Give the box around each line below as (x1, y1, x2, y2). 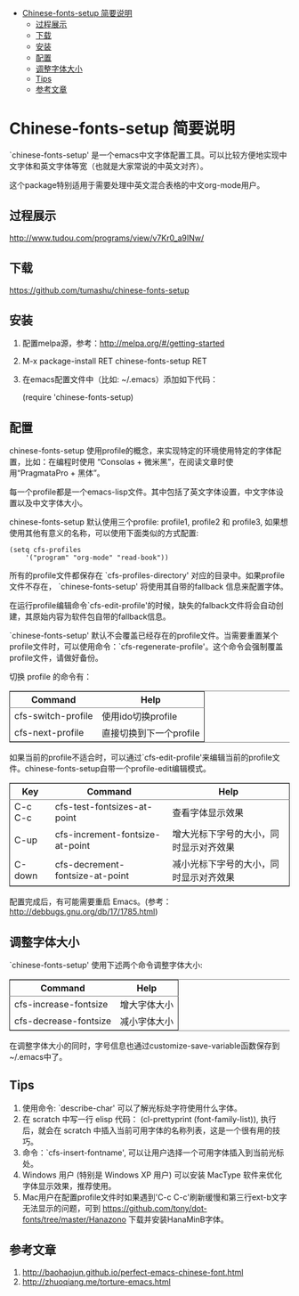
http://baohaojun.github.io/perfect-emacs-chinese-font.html (21, 1267, 244, 1277)
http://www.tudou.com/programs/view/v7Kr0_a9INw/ (9, 232, 205, 243)
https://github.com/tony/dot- (101, 1202, 207, 1213)
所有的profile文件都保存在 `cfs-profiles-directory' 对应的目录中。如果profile (9, 570, 285, 581)
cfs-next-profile (14, 727, 85, 739)
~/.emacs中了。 (9, 1052, 68, 1062)
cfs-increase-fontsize (14, 998, 109, 1010)
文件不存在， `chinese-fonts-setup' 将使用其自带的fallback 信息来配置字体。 (9, 582, 288, 592)
